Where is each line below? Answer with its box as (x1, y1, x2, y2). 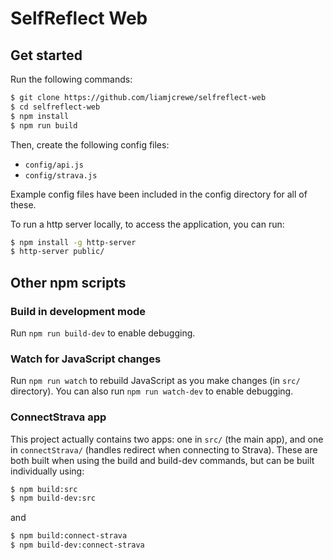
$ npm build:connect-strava (10, 531, 128, 541)
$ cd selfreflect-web (10, 102, 101, 112)
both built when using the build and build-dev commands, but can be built (10, 454, 315, 466)
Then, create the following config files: (10, 138, 170, 151)
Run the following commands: (10, 73, 133, 85)
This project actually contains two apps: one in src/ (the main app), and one (10, 433, 324, 445)
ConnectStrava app (10, 410, 107, 424)
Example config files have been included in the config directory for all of (10, 188, 308, 200)
